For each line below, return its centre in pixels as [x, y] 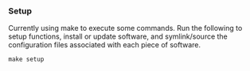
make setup [26, 60]
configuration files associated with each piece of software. [105, 45]
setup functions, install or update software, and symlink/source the [118, 36]
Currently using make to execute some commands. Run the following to [125, 28]
